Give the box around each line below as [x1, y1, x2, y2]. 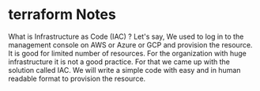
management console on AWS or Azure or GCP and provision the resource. [8, 40, 253, 49]
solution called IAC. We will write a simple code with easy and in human [8, 65, 241, 74]
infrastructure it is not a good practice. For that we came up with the [8, 57, 231, 66]
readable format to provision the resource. [8, 74, 146, 83]
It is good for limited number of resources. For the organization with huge [8, 48, 247, 58]
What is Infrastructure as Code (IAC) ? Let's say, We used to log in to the [8, 32, 244, 41]
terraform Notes [8, 6, 116, 24]
